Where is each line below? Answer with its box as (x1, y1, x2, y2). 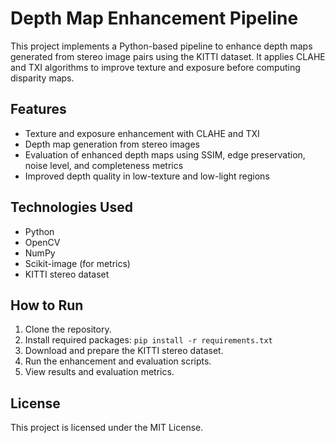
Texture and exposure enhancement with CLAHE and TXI (24, 127, 260, 139)
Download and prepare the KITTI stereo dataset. (24, 345, 224, 357)
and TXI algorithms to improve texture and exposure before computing (10, 61, 301, 73)
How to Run (10, 297, 84, 314)
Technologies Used (10, 199, 133, 216)
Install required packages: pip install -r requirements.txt (24, 334, 273, 346)
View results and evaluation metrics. (24, 366, 175, 378)
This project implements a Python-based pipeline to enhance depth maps (10, 40, 313, 52)
